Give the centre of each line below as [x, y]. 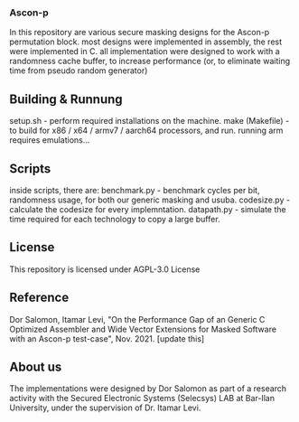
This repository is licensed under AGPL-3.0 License [105, 269]
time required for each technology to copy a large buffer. [115, 219]
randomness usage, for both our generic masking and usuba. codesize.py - [150, 200]
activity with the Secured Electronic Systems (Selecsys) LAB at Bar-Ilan [142, 399]
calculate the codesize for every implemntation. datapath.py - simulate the [148, 209]
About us [36, 366]
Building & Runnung [66, 99]
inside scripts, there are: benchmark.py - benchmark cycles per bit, [135, 190]
